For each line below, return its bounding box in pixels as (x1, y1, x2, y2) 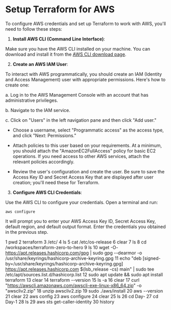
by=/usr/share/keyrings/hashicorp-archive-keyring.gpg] (5, 260, 124, 267)
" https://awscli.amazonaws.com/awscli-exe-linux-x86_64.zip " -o (5, 282, 142, 289)
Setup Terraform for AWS (5, 4, 115, 15)
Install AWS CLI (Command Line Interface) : (12, 36, 106, 42)
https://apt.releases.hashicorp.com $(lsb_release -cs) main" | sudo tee (5, 266, 155, 272)
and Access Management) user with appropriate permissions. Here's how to (5, 76, 166, 82)
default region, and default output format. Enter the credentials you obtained (5, 224, 166, 230)
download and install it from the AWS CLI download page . (5, 51, 127, 57)
